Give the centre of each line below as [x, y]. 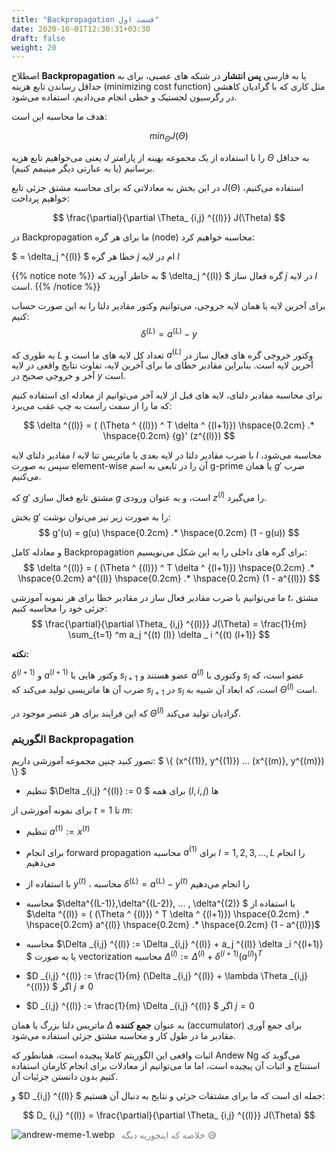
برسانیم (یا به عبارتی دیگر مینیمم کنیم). [83, 168]
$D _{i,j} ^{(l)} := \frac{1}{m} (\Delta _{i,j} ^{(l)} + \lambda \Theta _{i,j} [167, 975]
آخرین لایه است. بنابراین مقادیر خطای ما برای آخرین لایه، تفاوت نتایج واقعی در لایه [162, 365]
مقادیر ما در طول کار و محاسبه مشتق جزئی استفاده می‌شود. [124, 1035]
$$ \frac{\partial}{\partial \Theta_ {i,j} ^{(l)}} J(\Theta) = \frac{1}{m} [169, 624]
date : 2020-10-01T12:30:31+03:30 [81, 29]
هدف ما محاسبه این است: [59, 117]
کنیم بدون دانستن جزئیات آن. [65, 1076]
